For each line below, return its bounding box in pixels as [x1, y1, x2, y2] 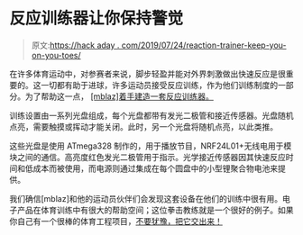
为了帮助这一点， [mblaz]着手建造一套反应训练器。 [24, 91, 214, 102]
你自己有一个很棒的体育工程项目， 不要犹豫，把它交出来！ [9, 215, 223, 226]
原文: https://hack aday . [31, 40, 120, 50]
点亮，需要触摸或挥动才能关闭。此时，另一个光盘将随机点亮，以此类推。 [9, 121, 278, 131]
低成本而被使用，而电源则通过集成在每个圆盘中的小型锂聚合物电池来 [24, 163, 278, 174]
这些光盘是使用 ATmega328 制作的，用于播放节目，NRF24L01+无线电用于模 [9, 140, 292, 151]
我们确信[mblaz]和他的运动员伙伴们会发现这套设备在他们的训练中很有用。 [9, 193, 283, 203]
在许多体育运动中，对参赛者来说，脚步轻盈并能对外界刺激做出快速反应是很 [9, 68, 286, 79]
